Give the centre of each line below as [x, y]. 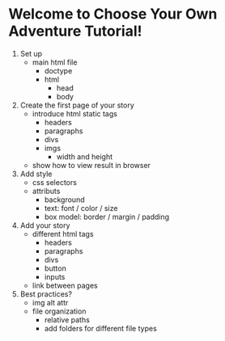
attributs [46, 191]
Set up [31, 53]
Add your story [45, 225]
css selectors [54, 182]
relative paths [67, 319]
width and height [85, 156]
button [55, 268]
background [64, 200]
